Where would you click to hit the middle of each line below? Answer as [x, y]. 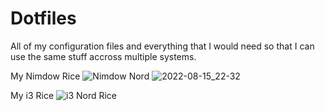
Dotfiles [43, 18]
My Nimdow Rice [45, 76]
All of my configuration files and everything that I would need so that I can [162, 46]
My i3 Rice [32, 95]
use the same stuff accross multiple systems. [103, 56]
